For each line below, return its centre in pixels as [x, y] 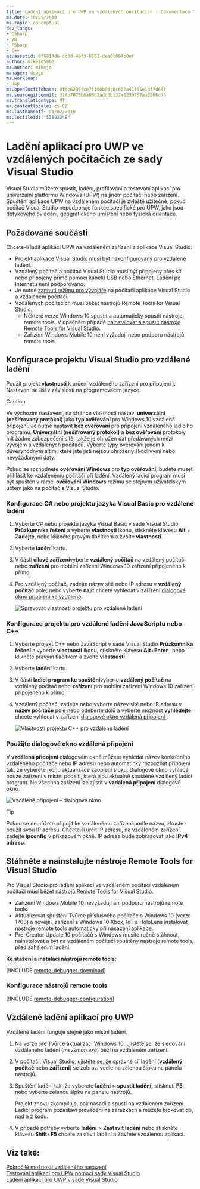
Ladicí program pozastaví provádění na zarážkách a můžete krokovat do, [104, 1110]
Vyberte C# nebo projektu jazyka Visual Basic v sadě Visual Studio [96, 524]
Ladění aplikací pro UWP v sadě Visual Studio [62, 1180]
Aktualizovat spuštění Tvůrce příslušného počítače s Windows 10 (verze [103, 915]
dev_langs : [20, 28]
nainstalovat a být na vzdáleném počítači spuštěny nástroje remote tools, [104, 941]
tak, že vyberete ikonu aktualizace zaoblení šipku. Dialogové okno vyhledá [97, 769]
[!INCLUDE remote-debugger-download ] [56, 970]
